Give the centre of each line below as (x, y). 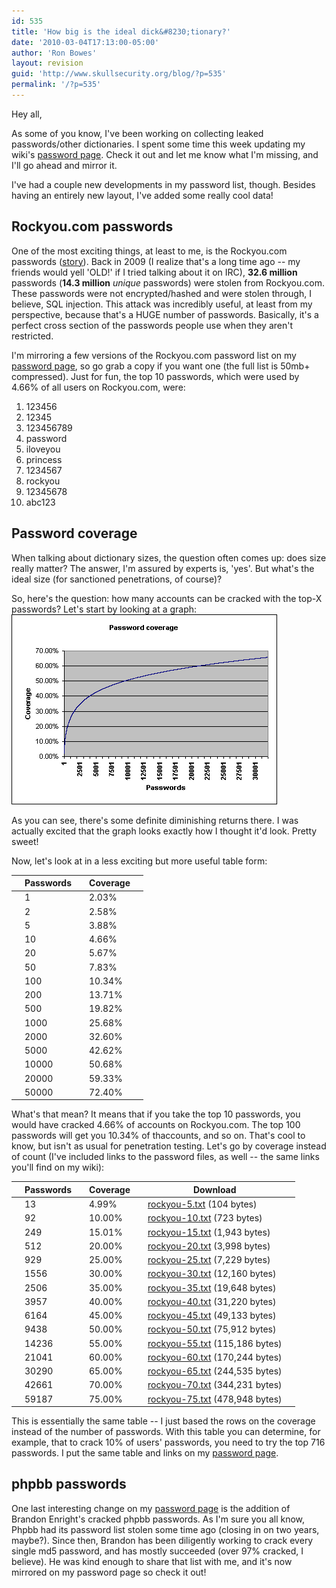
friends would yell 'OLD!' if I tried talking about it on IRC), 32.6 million (154, 272)
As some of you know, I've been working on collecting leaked (137, 133)
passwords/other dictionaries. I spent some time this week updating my (158, 144)
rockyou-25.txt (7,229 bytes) (209, 1259)
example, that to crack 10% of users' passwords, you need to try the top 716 (168, 1442)
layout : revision (47, 63)
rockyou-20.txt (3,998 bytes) (209, 1246)
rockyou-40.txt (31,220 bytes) (212, 1301)
